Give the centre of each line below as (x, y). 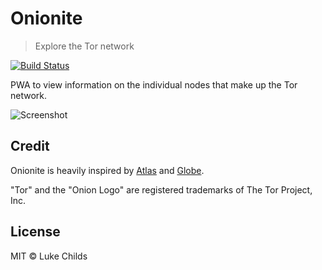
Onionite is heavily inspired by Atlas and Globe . (107, 170)
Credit (30, 146)
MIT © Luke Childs (49, 256)
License (35, 232)
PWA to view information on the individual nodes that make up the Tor (154, 84)
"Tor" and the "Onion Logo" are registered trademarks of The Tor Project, (161, 189)
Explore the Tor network (84, 46)
